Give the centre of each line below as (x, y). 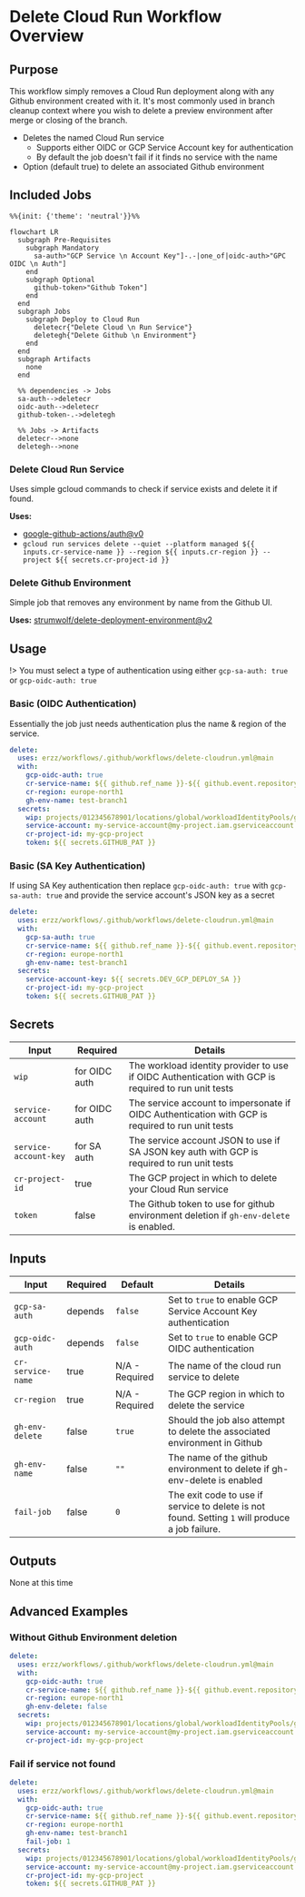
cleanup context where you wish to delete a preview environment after (142, 110)
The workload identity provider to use (208, 1066)
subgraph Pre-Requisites (64, 240)
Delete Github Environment (70, 583)
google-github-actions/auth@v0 (83, 534)
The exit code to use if (215, 1495)
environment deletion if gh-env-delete (209, 1215)
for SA (88, 1145)
